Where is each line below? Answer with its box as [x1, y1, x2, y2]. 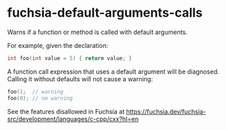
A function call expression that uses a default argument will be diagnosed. [7, 67, 220, 76]
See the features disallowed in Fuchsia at [7, 107, 125, 115]
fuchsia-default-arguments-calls [7, 5, 203, 21]
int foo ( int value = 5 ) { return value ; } [7, 54, 132, 62]
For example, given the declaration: [7, 41, 108, 49]
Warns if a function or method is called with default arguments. [7, 28, 188, 36]
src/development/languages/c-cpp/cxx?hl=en [7, 115, 139, 123]
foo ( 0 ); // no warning [7, 95, 73, 101]
